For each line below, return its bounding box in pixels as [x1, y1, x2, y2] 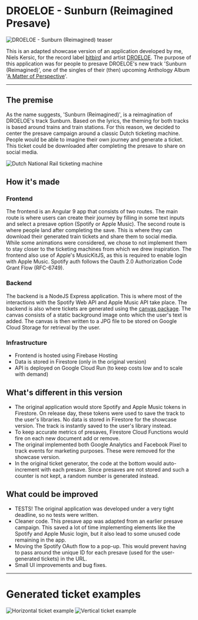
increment [14, 466, 39, 473]
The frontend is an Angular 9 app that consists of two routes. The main [6, 208, 178, 215]
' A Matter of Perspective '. [6, 72, 68, 80]
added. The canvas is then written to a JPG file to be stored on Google [6, 317, 177, 325]
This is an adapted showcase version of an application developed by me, [6, 47, 183, 54]
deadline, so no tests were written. [14, 511, 99, 518]
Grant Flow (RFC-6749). [6, 264, 65, 272]
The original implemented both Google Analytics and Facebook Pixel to [14, 441, 187, 448]
